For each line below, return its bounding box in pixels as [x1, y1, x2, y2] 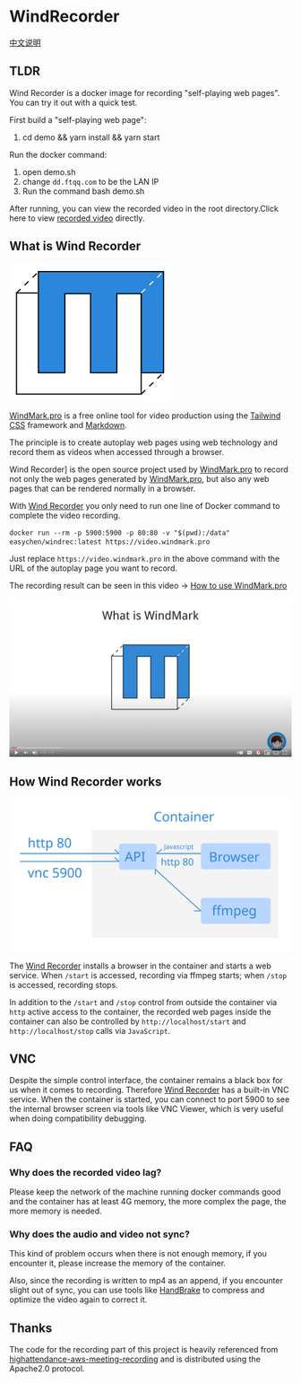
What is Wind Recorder [9, 239, 142, 254]
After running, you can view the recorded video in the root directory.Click [9, 203, 279, 214]
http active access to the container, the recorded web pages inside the [9, 1006, 271, 1017]
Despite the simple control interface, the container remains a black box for [9, 1075, 284, 1086]
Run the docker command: [9, 149, 107, 160]
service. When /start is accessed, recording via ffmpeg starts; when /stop [9, 969, 288, 980]
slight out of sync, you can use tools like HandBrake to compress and [9, 1285, 265, 1296]
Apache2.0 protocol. [9, 1363, 85, 1374]
